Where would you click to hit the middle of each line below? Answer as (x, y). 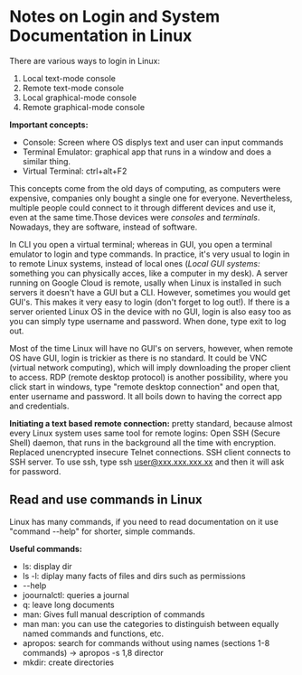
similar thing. (46, 161)
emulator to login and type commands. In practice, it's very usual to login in (150, 254)
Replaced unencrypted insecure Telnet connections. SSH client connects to (150, 452)
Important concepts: (49, 125)
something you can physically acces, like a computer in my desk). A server (149, 273)
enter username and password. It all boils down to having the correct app (146, 396)
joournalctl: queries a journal (75, 595)
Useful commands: (46, 548)
